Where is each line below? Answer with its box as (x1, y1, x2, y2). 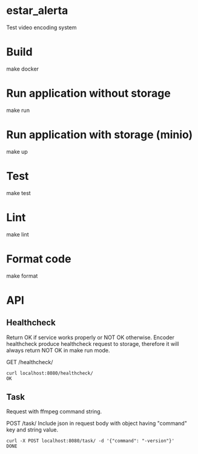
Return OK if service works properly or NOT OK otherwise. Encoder (6, 334, 174, 341)
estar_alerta (6, 4, 68, 18)
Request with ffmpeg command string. (6, 408, 102, 415)
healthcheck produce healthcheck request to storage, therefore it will (6, 340, 179, 347)
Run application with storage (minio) (6, 128, 193, 142)
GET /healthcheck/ (6, 358, 53, 365)
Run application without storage (6, 86, 171, 100)
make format (6, 272, 38, 280)
